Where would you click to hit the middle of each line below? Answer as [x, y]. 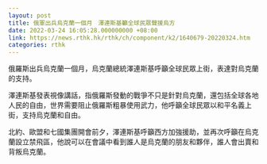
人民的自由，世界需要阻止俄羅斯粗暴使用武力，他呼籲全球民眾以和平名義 [126, 105]
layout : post [30, 15]
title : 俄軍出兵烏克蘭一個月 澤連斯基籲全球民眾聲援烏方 [92, 23]
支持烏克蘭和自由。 [53, 115]
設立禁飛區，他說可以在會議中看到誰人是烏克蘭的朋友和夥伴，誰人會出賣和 [137, 142]
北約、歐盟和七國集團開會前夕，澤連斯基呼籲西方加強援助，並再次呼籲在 [126, 132]
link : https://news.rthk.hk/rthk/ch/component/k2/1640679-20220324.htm [129, 38]
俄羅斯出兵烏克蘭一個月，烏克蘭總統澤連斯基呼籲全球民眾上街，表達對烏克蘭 [133, 69]
